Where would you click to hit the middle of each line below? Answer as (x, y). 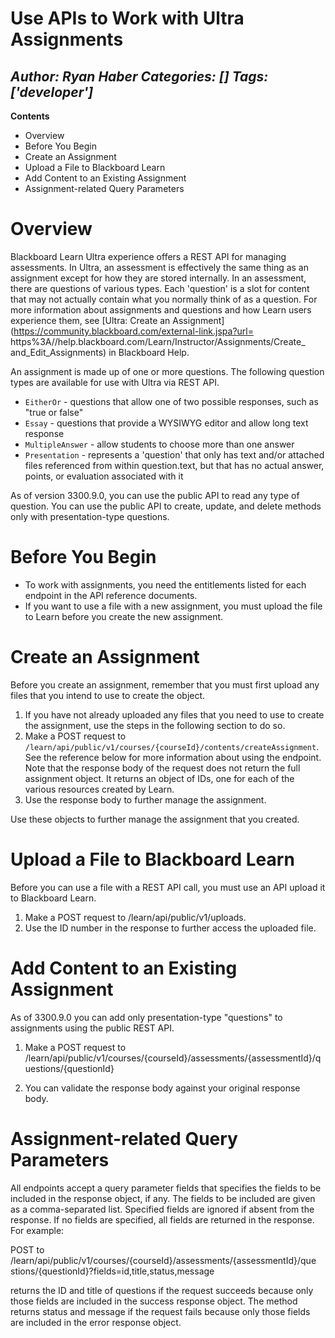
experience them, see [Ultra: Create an (90, 320)
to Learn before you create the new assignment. (124, 616)
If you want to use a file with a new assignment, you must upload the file (173, 606)
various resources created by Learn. (99, 789)
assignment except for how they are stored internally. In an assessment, (158, 278)
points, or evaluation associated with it (104, 476)
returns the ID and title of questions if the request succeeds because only (162, 1290)
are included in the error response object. (96, 1322)
